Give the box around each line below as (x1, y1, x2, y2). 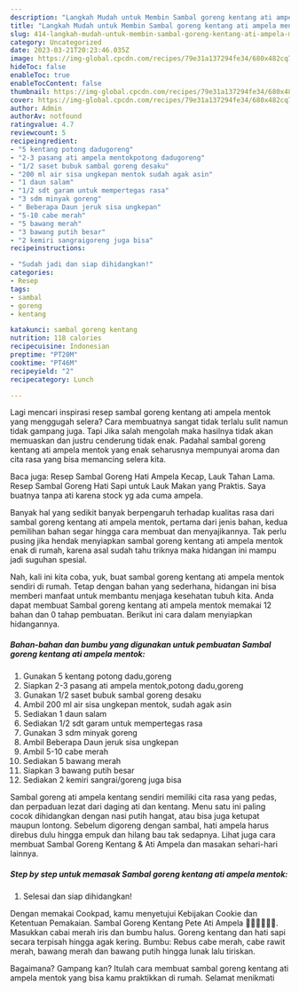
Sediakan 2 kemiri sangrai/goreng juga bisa (22, 775, 182, 785)
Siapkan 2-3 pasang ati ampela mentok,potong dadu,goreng (22, 681, 244, 691)
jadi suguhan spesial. (10, 555, 88, 565)
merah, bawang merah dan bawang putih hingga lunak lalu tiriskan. (10, 946, 256, 957)
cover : (10, 95, 35, 105)
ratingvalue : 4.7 (10, 121, 75, 130)
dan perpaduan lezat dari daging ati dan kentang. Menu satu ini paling (10, 801, 266, 812)
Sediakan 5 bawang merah (22, 756, 122, 767)
